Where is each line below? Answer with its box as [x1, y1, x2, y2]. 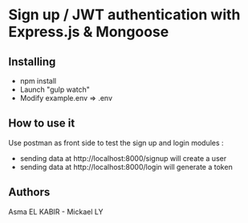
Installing [8, 55, 56, 68]
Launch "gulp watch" [19, 85, 90, 94]
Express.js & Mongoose [8, 23, 169, 41]
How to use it [8, 117, 75, 130]
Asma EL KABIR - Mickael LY [8, 207, 104, 217]
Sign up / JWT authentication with [8, 6, 241, 24]
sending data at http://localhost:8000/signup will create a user [19, 153, 227, 163]
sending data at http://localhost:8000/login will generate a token [19, 162, 233, 171]
